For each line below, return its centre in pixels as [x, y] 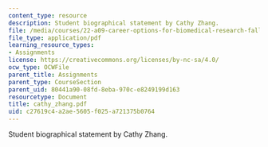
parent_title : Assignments [53, 75]
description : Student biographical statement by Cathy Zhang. [114, 23]
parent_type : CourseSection [55, 82]
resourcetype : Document [48, 97]
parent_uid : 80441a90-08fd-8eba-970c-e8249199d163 [94, 89]
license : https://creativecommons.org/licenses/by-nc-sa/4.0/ [114, 60]
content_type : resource [48, 15]
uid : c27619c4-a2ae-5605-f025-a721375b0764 [82, 112]
